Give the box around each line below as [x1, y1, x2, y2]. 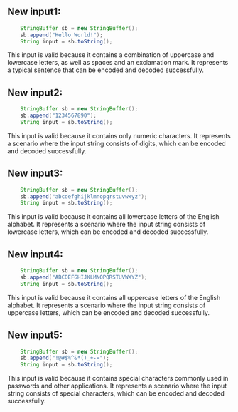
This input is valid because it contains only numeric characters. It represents [7, 131, 231, 140]
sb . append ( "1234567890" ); [20, 112, 97, 120]
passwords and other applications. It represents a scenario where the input [7, 381, 227, 391]
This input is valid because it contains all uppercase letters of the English [7, 293, 221, 302]
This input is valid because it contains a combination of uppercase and [7, 51, 215, 59]
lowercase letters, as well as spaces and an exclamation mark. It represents [7, 58, 229, 67]
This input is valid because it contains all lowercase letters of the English [7, 212, 220, 221]
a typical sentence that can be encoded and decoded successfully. [7, 66, 205, 74]
